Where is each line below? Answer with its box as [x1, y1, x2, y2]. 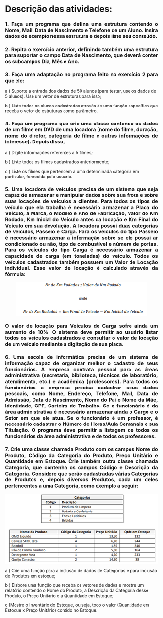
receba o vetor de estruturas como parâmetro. [5, 108, 98, 114]
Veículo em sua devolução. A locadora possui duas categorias [5, 222, 158, 229]
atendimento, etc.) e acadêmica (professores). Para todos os [5, 378, 158, 385]
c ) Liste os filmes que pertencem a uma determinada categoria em [5, 168, 139, 174]
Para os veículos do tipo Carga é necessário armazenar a [5, 247, 158, 253]
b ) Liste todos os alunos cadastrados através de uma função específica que [5, 103, 158, 109]
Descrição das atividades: [5, 3, 113, 15]
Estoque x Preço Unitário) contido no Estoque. [5, 607, 98, 613]
